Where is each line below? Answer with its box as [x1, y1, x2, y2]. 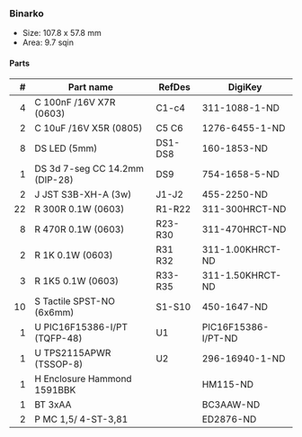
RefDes [158, 80, 191, 93]
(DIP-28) [34, 174, 74, 186]
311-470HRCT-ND [201, 223, 287, 236]
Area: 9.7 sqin [22, 37, 75, 48]
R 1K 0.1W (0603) [34, 248, 113, 261]
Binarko [9, 7, 45, 20]
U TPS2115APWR [34, 346, 111, 359]
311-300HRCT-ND [201, 202, 287, 215]
